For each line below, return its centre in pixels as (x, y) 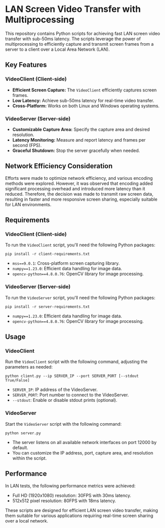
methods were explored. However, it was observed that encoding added (79, 183)
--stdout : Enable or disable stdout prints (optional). (65, 400)
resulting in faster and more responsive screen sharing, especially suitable (81, 199)
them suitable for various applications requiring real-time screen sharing (79, 516)
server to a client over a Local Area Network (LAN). (58, 49)
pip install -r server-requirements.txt (48, 306)
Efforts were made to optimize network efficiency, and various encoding (79, 178)
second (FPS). (27, 145)
